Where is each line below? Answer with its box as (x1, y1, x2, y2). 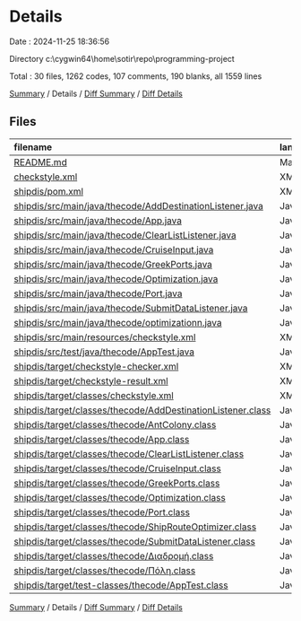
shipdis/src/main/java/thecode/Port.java (13, 287, 183, 300)
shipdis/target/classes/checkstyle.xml (13, 389, 175, 401)
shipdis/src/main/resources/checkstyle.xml (13, 330, 196, 343)
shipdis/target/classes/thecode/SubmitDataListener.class (13, 535, 255, 547)
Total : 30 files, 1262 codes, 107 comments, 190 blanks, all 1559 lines (9, 70, 262, 82)
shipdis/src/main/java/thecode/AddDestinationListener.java (13, 199, 264, 212)
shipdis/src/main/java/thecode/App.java (13, 214, 182, 226)
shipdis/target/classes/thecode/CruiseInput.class (13, 462, 221, 475)
